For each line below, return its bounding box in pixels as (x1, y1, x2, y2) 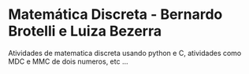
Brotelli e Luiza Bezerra (8, 22, 162, 40)
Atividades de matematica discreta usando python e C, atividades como (8, 48, 242, 57)
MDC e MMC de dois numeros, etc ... (8, 57, 128, 66)
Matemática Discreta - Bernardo (8, 6, 223, 24)
